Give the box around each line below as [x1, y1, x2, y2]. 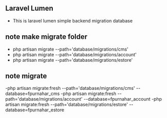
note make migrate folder [5, 33, 88, 41]
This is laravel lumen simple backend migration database [12, 17, 133, 23]
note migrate [5, 72, 47, 81]
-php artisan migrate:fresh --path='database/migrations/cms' [5, 85, 135, 91]
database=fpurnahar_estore [5, 107, 65, 113]
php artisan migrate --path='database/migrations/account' [12, 51, 137, 58]
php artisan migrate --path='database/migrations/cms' [12, 46, 129, 52]
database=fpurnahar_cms [5, 90, 60, 97]
